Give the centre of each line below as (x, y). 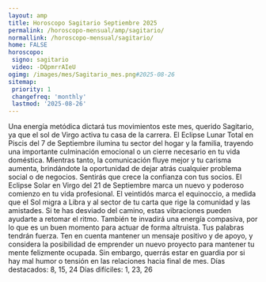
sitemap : (23, 82)
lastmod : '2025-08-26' (49, 104)
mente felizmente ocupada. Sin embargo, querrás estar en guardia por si (127, 253)
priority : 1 (31, 89)
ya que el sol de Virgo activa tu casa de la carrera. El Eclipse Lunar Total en (131, 135)
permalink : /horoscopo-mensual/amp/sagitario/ (86, 30)
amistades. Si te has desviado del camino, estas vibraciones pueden (120, 211)
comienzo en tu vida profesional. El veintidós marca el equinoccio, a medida (132, 194)
